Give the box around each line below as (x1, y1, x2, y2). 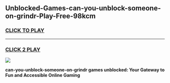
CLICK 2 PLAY (5, 46, 40, 53)
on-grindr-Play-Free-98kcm (5, 12, 96, 21)
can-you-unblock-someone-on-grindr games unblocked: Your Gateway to (5, 66, 165, 72)
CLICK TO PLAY (5, 27, 45, 34)
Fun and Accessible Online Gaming (5, 72, 80, 78)
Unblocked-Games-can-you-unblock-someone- (5, 4, 161, 13)
